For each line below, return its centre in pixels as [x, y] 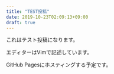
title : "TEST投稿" [28, 11]
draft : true [21, 22]
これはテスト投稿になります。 [42, 40]
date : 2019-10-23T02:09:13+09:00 [47, 17]
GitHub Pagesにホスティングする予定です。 [59, 65]
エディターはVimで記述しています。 [49, 52]
